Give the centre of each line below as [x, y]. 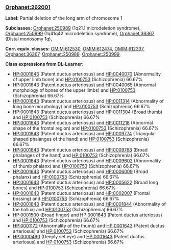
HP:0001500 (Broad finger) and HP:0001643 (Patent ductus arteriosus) [87, 215]
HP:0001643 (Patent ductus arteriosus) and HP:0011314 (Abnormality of [88, 101]
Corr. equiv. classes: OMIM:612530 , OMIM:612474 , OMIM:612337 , [75, 49]
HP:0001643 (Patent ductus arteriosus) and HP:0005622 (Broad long [85, 183]
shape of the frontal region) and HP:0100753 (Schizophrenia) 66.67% [86, 128]
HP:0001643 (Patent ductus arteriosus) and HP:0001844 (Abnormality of [89, 204]
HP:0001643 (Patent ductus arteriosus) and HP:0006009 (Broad [80, 171]
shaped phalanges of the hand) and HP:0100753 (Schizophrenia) [81, 139]
